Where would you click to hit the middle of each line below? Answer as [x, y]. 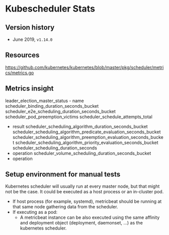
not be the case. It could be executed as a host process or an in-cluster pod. [84, 192]
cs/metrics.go [20, 72]
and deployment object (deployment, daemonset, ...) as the [81, 223]
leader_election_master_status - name [45, 101]
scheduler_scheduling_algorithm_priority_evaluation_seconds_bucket [87, 142]
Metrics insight [29, 89]
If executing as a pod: [35, 212]
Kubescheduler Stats [50, 9]
